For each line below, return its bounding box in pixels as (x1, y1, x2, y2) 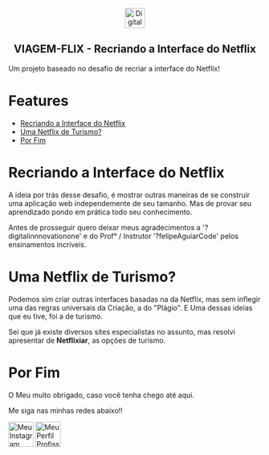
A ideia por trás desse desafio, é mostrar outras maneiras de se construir (8, 189, 251, 200)
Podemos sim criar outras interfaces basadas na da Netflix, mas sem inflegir (8, 294, 261, 304)
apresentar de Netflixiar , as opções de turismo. (8, 335, 166, 345)
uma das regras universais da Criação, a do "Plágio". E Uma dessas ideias (8, 303, 253, 312)
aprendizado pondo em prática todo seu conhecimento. (8, 207, 193, 217)
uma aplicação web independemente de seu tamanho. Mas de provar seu (8, 198, 252, 208)
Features (8, 92, 69, 110)
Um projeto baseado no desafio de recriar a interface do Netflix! (8, 63, 221, 73)
